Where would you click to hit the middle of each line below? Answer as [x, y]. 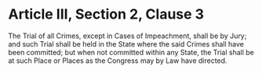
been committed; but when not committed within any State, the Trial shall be [131, 52]
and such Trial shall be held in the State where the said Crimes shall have [126, 43]
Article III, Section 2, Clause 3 [106, 14]
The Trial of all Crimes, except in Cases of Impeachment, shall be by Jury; [127, 36]
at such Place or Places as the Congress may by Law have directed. [118, 61]
